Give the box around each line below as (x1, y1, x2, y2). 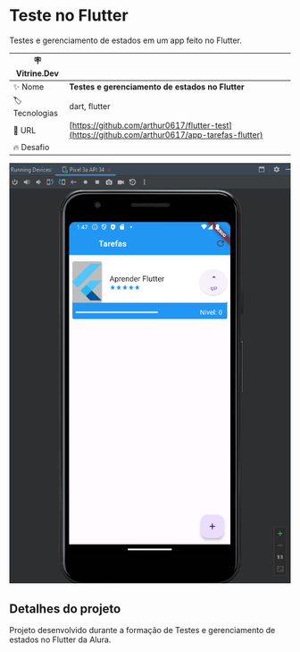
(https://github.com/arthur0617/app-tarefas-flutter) (69, 130, 263, 140)
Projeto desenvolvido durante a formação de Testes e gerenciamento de (9, 625, 276, 636)
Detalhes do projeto (9, 601, 121, 616)
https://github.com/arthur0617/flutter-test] (71, 120, 232, 131)
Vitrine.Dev (16, 68, 60, 79)
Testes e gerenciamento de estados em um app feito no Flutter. (9, 35, 243, 46)
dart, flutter (69, 100, 111, 112)
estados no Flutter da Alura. (9, 634, 112, 645)
